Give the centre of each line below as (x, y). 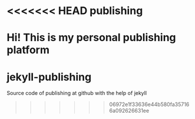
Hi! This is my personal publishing (91, 38)
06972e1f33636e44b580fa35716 (149, 104)
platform (28, 50)
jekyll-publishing (49, 77)
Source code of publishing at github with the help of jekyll (77, 93)
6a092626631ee (129, 111)
